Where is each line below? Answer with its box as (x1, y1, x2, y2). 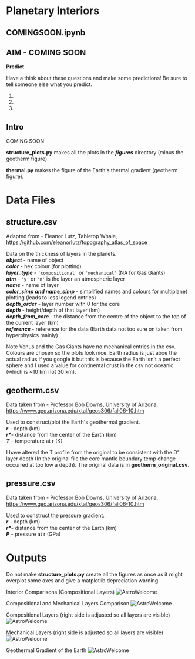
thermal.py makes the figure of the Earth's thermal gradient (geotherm (6, 167, 178, 174)
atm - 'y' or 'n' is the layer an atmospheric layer (6, 275, 125, 282)
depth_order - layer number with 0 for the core (6, 301, 120, 308)
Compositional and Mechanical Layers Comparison (6, 599, 130, 607)
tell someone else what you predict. (6, 81, 93, 88)
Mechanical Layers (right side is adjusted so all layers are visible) (6, 629, 163, 636)
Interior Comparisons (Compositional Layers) (6, 588, 115, 595)
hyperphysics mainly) (6, 332, 59, 339)
